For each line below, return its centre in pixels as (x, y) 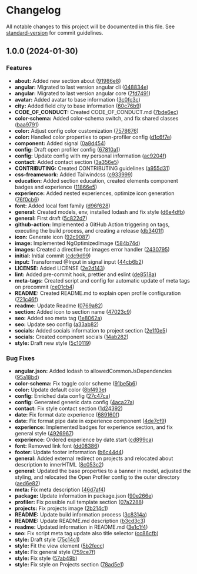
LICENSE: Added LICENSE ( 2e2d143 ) (60, 268)
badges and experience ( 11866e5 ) (56, 187)
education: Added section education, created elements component (96, 180)
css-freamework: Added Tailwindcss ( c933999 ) (74, 174)
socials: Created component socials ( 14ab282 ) (71, 337)
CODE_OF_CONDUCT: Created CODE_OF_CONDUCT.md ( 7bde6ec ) (96, 112)
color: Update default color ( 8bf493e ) (61, 390)
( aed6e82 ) (27, 483)
